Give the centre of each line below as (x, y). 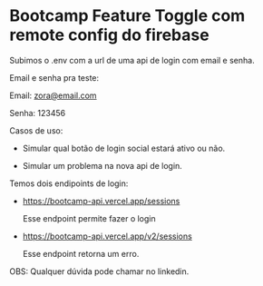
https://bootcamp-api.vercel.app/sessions (101, 201)
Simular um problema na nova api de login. (102, 165)
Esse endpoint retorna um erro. (81, 253)
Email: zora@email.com (53, 95)
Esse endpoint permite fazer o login (89, 218)
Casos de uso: (36, 130)
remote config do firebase (110, 35)
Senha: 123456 (38, 113)
